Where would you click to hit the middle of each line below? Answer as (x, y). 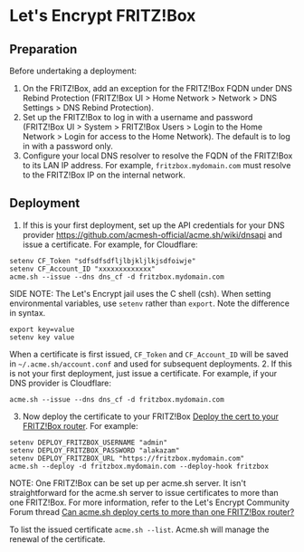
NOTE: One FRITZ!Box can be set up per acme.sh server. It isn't (128, 483)
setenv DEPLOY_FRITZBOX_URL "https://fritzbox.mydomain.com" (127, 458)
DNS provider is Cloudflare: (60, 383)
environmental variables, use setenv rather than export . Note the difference (150, 303)
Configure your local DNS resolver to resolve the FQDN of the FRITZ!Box (157, 156)
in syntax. (28, 312)
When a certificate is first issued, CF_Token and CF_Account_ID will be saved (149, 354)
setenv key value (42, 337)
